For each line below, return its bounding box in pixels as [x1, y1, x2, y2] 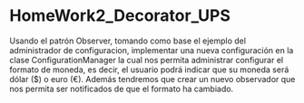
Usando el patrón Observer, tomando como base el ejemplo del [9, 35, 247, 46]
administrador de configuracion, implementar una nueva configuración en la [9, 44, 294, 55]
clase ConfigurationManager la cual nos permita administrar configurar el [9, 54, 284, 65]
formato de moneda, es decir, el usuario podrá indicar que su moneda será [9, 64, 289, 75]
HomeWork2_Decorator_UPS [9, 5, 231, 26]
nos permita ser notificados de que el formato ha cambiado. [9, 83, 234, 94]
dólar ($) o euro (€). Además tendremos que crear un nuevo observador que [9, 73, 296, 84]
